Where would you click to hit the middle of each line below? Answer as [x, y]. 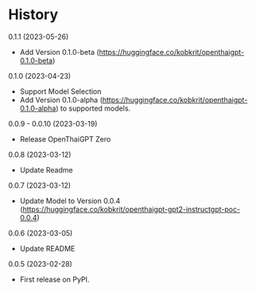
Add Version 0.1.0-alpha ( [61, 99]
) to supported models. [93, 108]
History [33, 15]
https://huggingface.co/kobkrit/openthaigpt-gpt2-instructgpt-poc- [132, 209]
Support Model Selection [60, 91]
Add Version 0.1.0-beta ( [59, 52]
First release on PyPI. [54, 279]
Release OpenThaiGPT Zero [65, 139]
